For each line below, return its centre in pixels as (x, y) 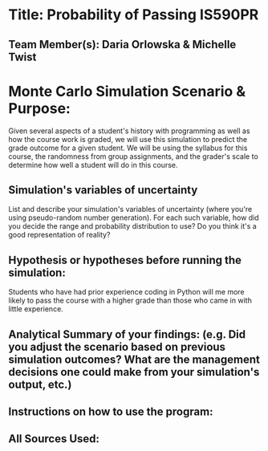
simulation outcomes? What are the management (134, 359)
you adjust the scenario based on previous (117, 347)
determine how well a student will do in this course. (93, 165)
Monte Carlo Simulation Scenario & (127, 91)
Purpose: (39, 108)
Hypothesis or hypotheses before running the (125, 260)
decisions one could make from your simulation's (134, 372)
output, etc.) (40, 384)
